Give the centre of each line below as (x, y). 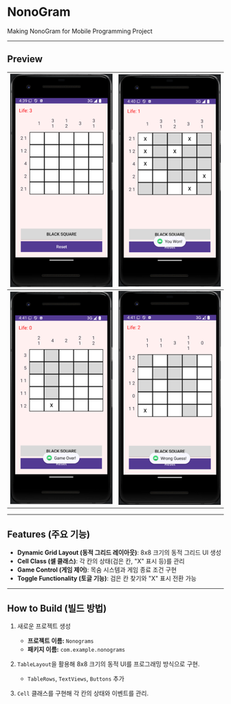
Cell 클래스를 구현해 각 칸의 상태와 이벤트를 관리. (83, 694)
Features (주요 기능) (49, 535)
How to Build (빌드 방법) (57, 608)
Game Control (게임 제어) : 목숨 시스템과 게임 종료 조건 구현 (97, 570)
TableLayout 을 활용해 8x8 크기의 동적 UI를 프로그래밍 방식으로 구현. (108, 664)
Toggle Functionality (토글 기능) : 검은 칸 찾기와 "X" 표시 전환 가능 (107, 578)
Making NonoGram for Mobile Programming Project (80, 31)
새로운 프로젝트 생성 (44, 626)
